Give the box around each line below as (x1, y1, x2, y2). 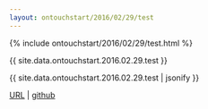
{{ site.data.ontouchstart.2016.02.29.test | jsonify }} (9, 72, 200, 83)
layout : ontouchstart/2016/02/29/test (9, 13, 154, 22)
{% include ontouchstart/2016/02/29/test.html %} (9, 38, 193, 48)
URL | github (9, 89, 56, 100)
